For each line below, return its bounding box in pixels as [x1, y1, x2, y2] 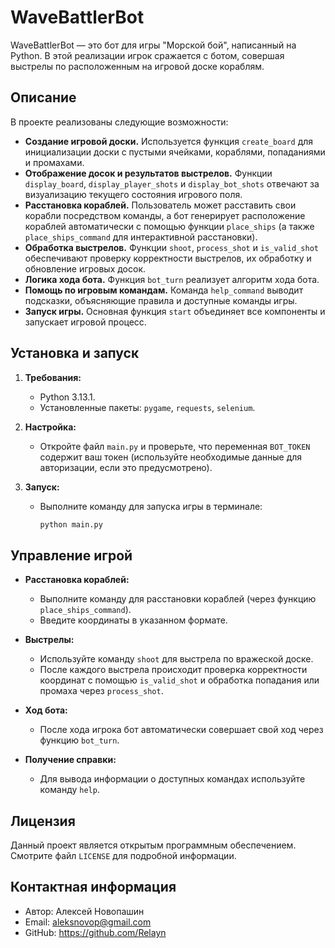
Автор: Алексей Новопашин [24, 905, 145, 917]
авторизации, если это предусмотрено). [39, 461, 213, 473]
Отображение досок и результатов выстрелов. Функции [24, 167, 273, 179]
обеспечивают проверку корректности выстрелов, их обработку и [24, 252, 312, 264]
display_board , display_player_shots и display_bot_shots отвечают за [24, 177, 320, 190]
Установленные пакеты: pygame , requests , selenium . [39, 401, 256, 413]
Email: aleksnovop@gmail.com [24, 916, 152, 928]
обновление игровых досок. [24, 262, 147, 275]
